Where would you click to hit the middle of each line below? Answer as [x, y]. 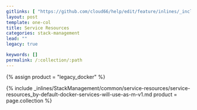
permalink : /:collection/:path [44, 60]
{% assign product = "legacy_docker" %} [56, 77]
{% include [19, 88]
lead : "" [17, 39]
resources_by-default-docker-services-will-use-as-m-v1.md [79, 94]
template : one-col [28, 22]
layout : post [22, 17]
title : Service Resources [38, 28]
